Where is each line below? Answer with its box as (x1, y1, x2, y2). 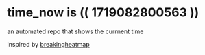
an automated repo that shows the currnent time (7, 27, 144, 35)
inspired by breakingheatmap (7, 40, 91, 48)
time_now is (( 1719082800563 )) (7, 5, 200, 20)
